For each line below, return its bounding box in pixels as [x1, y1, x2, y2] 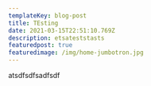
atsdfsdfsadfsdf [8, 71, 60, 80]
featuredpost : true [8, 41, 73, 49]
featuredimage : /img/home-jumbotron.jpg [8, 49, 145, 57]
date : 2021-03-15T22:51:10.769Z [8, 26, 115, 34]
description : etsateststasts [8, 33, 105, 42]
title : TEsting [8, 19, 59, 27]
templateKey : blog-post [8, 11, 87, 20]
